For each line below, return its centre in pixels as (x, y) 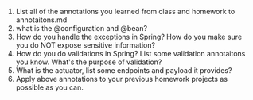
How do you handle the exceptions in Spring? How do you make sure (129, 37)
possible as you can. (49, 87)
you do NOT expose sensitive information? (86, 45)
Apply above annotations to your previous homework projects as (122, 79)
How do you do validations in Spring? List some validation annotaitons (130, 54)
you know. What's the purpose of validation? (89, 62)
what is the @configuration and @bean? (82, 28)
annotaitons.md (41, 20)
